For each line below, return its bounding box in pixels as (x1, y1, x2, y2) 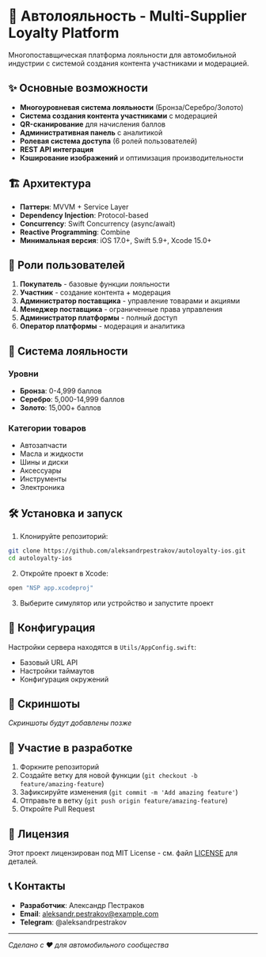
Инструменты (19, 474, 67, 484)
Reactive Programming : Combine (19, 227, 131, 237)
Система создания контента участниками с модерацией (19, 111, 218, 120)
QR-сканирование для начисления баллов (19, 119, 166, 129)
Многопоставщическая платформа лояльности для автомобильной (8, 50, 237, 59)
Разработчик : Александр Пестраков (19, 900, 145, 910)
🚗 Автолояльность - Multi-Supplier (8, 7, 247, 25)
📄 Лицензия (8, 827, 70, 841)
